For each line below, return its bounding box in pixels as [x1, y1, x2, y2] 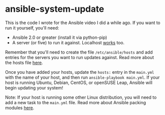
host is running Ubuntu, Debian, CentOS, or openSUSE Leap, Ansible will [5, 80, 153, 86]
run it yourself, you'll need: [5, 25, 59, 30]
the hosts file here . [5, 59, 43, 65]
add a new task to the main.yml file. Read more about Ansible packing [5, 99, 146, 105]
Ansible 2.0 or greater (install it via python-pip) [12, 34, 107, 40]
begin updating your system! [5, 85, 63, 90]
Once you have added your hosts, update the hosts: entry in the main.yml [5, 69, 154, 75]
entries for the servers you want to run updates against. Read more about [5, 54, 154, 60]
